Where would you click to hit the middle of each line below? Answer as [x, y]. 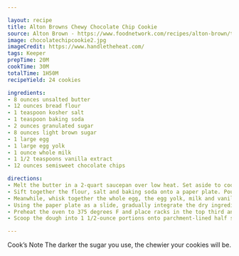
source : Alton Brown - [41, 34]
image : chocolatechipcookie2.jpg [57, 40]
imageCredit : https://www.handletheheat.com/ [76, 47]
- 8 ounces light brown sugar [52, 133]
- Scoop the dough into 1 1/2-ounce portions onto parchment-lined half [117, 218]
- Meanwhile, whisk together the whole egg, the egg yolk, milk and [111, 198]
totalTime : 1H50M [33, 73]
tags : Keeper [27, 53]
